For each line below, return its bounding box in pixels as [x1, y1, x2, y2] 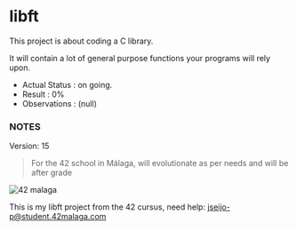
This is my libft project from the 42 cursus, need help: [9, 202, 206, 212]
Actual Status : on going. [21, 79, 113, 90]
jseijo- [207, 202, 231, 212]
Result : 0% [21, 89, 65, 99]
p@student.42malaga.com [9, 211, 107, 222]
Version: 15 [9, 140, 50, 152]
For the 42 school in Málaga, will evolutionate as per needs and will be [30, 158, 289, 169]
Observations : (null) [21, 98, 98, 108]
